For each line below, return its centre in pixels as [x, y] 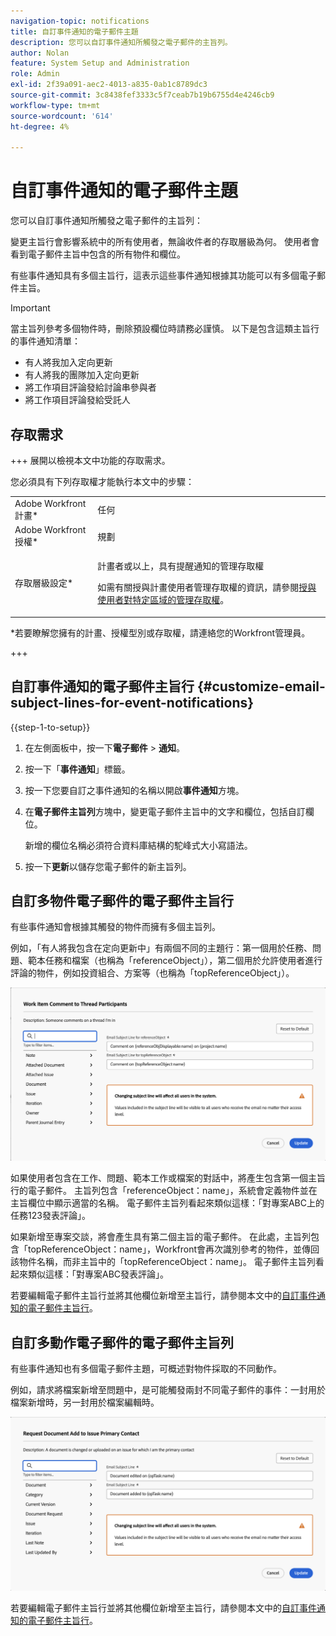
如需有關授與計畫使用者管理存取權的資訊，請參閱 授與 [207, 587]
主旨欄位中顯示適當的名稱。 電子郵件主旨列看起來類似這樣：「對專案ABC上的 [167, 1203]
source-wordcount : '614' [62, 116]
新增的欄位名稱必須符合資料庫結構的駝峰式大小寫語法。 [138, 845]
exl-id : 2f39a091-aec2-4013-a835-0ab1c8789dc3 [109, 85]
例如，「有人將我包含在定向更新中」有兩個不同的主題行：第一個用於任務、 [161, 948]
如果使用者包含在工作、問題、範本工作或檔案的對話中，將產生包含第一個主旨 [168, 1178]
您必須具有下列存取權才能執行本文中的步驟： [102, 481]
